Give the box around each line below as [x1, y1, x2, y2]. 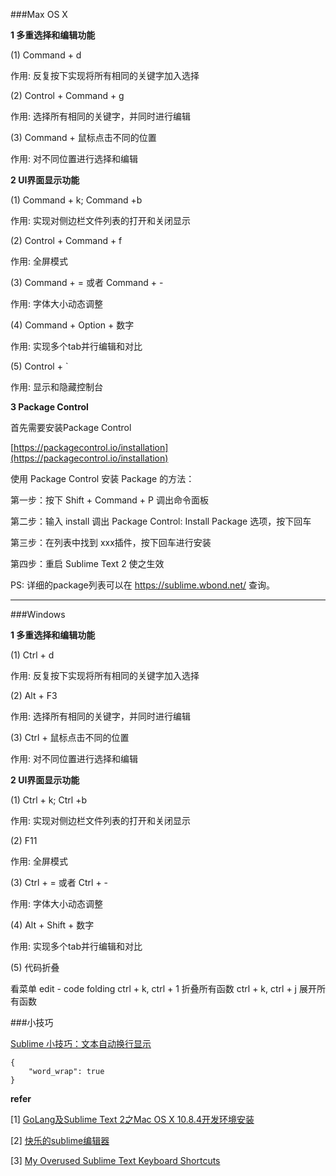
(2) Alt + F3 [10, 690, 58, 701]
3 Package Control [10, 401, 89, 413]
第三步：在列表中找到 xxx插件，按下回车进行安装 [10, 537, 212, 548]
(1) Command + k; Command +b [10, 194, 143, 206]
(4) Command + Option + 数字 [10, 319, 135, 331]
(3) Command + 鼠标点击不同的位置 [10, 132, 157, 143]
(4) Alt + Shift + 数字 [10, 919, 95, 931]
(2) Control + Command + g [10, 90, 125, 101]
